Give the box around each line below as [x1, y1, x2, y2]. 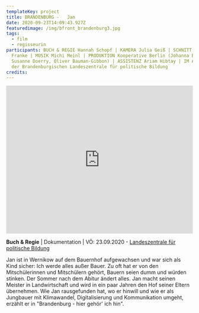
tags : [6, 31, 20, 37]
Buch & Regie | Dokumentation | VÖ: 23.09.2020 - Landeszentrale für [6, 238, 176, 246]
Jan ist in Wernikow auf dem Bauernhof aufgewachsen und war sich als [6, 256, 181, 263]
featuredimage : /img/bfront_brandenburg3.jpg [6, 25, 120, 31]
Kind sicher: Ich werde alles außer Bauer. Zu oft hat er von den [6, 263, 159, 270]
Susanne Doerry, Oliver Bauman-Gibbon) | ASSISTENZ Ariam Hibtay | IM [11, 58, 190, 64]
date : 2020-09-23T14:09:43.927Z [6, 20, 86, 25]
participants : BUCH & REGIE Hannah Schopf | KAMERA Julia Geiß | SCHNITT [6, 47, 192, 53]
